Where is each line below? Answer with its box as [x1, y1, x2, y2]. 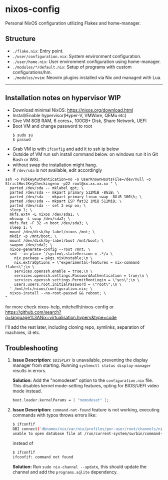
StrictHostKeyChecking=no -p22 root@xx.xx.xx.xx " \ [5, 181, 117, 186]
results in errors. [12, 368, 46, 374]
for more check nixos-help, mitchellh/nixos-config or [5, 304, 114, 310]
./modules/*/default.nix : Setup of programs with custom [12, 64, 132, 70]
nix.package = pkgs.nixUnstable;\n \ [14, 255, 93, 261]
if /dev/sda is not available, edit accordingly [12, 167, 102, 173]
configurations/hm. [12, 69, 52, 75]
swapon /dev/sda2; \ [9, 242, 52, 247]
